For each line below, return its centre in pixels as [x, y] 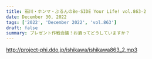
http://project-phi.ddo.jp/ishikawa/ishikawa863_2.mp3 [72, 50]
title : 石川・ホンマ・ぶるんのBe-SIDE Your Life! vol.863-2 [76, 11]
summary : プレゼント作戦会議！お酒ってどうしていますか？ [68, 33]
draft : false [22, 28]
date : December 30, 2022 [36, 17]
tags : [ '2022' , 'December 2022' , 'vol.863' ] [61, 22]
